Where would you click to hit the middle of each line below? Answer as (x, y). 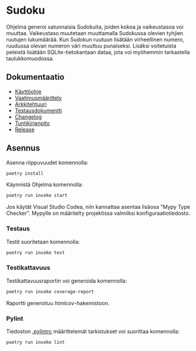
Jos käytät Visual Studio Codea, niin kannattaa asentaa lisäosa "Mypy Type (98, 207)
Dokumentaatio (35, 77)
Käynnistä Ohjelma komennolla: (45, 184)
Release (24, 129)
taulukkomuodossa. (30, 58)
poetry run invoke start (37, 196)
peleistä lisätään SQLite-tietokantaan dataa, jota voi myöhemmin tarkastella (98, 52)
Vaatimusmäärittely (38, 98)
